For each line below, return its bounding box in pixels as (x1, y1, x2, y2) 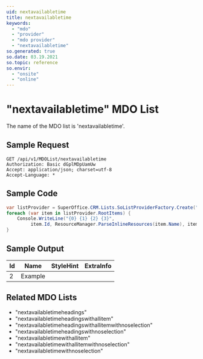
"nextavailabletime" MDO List (6, 102, 159, 116)
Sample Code (6, 188, 58, 199)
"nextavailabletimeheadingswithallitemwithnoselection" (14, 321, 153, 329)
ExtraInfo (84, 262, 112, 270)
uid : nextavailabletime (6, 8, 66, 15)
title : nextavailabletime (6, 15, 71, 21)
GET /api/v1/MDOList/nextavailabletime (6, 156, 107, 162)
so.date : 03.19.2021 (6, 54, 59, 60)
